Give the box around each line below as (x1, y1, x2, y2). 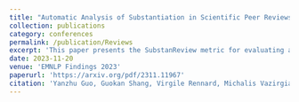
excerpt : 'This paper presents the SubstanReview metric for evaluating (9, 46, 285, 55)
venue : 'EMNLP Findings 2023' (9, 63, 122, 72)
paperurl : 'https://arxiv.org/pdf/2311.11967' (9, 71, 185, 80)
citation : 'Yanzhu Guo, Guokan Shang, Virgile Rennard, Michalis (9, 79, 256, 88)
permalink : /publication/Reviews (9, 37, 133, 47)
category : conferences (9, 29, 93, 38)
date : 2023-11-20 (9, 54, 74, 63)
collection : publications (9, 21, 105, 30)
